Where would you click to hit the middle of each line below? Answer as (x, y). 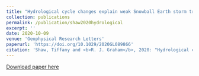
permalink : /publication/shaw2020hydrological (65, 22)
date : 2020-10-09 (28, 34)
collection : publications (38, 17)
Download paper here (33, 67)
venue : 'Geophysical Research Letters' (55, 39)
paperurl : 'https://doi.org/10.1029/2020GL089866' (70, 45)
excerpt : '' (21, 28)
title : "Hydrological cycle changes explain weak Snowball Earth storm (96, 11)
